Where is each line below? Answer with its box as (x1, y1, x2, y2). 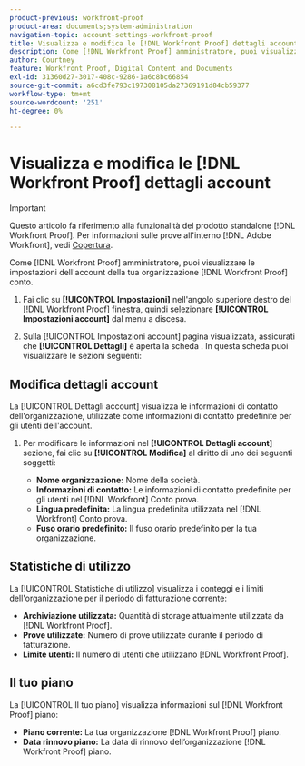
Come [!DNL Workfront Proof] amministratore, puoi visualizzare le (9, 257, 256, 268)
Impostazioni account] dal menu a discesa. (22, 313, 187, 324)
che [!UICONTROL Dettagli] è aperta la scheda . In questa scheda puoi (22, 341, 289, 352)
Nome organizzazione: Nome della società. (35, 474, 201, 485)
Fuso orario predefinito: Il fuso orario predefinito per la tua (35, 523, 257, 533)
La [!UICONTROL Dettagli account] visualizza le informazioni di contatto (9, 401, 279, 412)
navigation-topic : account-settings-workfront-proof (9, 30, 213, 39)
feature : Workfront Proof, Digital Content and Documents (9, 65, 233, 74)
